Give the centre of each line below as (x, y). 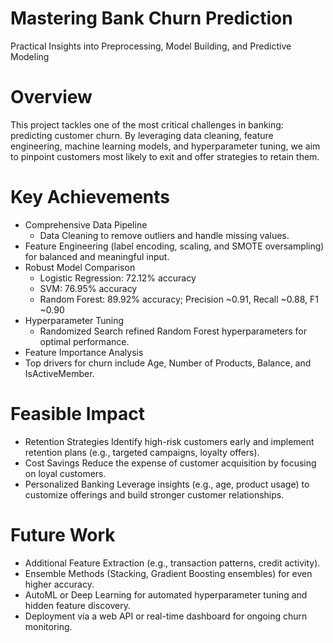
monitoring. (48, 626)
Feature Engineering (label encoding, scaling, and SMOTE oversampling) (174, 246)
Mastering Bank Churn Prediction (151, 18)
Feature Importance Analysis (84, 352)
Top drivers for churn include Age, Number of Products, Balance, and (168, 363)
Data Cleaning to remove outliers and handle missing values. (164, 235)
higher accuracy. (59, 584)
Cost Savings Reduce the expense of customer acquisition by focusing (170, 463)
